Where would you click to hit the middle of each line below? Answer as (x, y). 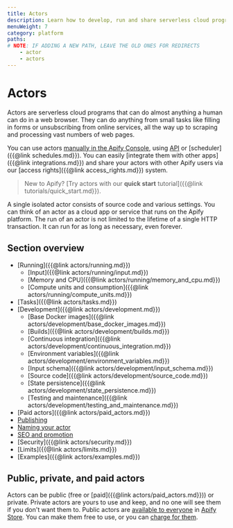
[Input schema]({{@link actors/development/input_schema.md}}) (120, 368)
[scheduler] (205, 148)
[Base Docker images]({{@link (71, 316)
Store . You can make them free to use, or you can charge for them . (103, 517)
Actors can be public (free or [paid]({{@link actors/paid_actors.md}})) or (111, 495)
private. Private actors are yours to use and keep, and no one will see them (114, 502)
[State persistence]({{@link (67, 383)
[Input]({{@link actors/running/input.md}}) (88, 272)
